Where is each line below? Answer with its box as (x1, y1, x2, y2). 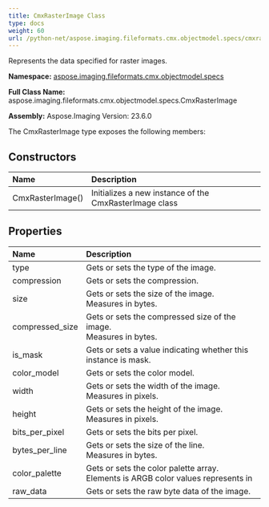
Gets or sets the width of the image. (86, 380, 220, 391)
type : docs (8, 19, 45, 27)
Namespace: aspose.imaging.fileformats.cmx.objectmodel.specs (8, 71, 224, 81)
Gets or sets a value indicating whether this (86, 344, 249, 355)
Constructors (8, 150, 77, 164)
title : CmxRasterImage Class (8, 11, 106, 20)
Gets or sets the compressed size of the (86, 310, 236, 322)
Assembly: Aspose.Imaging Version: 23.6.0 (8, 112, 152, 121)
